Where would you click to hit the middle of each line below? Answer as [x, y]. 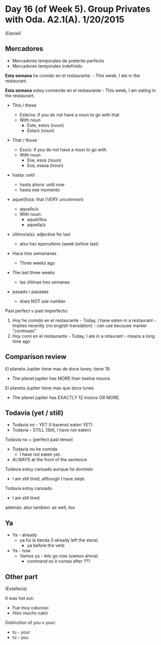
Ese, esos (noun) [44, 160]
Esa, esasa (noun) [45, 165]
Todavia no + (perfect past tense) [39, 440]
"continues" [24, 331]
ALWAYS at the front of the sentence [49, 460]
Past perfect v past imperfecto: [37, 311]
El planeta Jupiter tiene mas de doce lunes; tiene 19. [58, 368]
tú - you [20, 637]
